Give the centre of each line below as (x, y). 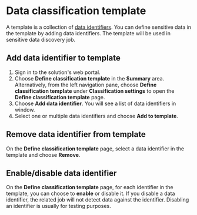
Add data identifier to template (63, 58)
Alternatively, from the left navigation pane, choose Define (86, 85)
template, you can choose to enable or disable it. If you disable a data (91, 194)
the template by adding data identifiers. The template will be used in (88, 33)
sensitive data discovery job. (41, 39)
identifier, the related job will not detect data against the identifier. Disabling (98, 200)
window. (25, 109)
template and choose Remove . (43, 154)
